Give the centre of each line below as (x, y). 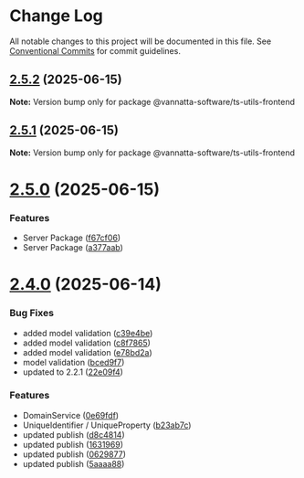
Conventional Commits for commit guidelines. (95, 50)
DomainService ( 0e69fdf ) (71, 415)
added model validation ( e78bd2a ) (87, 352)
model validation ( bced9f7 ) (73, 362)
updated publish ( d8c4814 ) (73, 434)
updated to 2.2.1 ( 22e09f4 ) (73, 372)
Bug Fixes (32, 313)
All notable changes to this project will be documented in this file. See (141, 41)
